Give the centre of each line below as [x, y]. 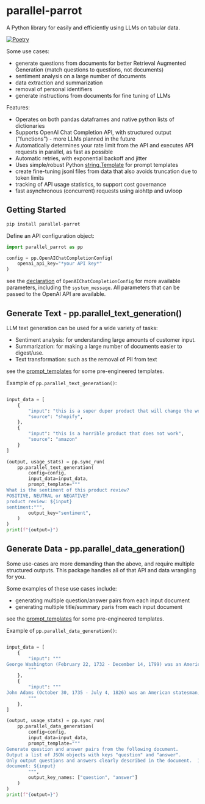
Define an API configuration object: [50, 235]
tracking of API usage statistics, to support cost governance [91, 184]
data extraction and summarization [59, 83]
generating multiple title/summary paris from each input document [99, 607]
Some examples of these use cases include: [62, 588]
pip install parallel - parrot [43, 224]
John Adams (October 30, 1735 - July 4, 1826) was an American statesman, [103, 692]
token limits [30, 177]
